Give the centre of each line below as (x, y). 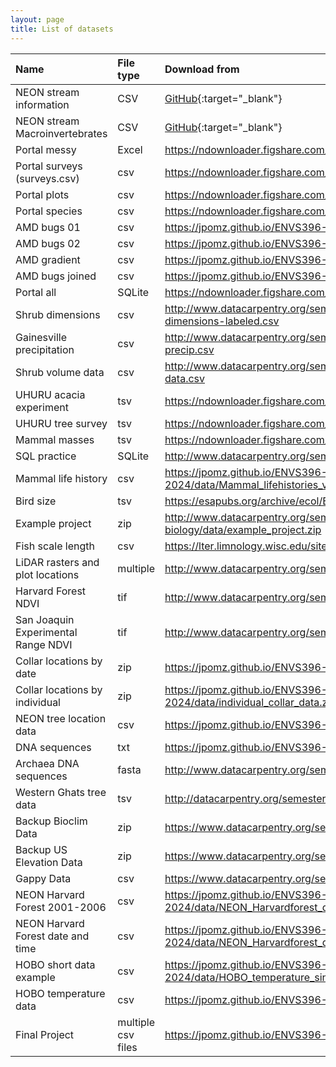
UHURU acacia (50, 394)
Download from (202, 69)
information (42, 104)
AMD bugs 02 (48, 243)
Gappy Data (43, 878)
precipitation (45, 349)
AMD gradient (48, 259)
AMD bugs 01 (48, 227)
